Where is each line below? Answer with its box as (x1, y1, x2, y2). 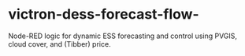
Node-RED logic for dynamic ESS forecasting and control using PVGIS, (8, 31, 238, 40)
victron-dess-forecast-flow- (8, 5, 199, 23)
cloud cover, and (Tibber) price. (8, 39, 112, 48)
